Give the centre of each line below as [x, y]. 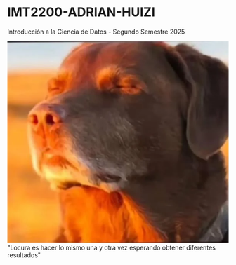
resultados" [24, 255]
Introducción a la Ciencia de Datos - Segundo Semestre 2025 [96, 32]
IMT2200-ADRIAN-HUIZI [81, 12]
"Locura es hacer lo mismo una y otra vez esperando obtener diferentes [112, 247]
